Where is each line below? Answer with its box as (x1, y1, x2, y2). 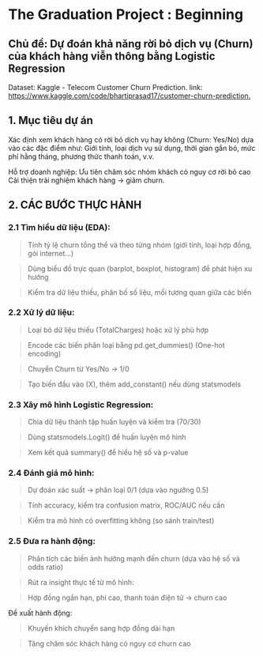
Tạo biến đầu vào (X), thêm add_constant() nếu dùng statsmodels (27, 379, 242, 389)
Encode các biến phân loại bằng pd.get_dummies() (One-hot (27, 340, 225, 349)
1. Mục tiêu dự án (8, 114, 93, 127)
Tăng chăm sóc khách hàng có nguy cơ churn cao (27, 639, 191, 648)
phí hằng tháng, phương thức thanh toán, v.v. (8, 152, 155, 161)
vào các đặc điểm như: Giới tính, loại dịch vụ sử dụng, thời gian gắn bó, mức (8, 143, 256, 153)
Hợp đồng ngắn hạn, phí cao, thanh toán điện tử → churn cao (27, 593, 227, 602)
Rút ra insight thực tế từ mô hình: (27, 577, 134, 586)
